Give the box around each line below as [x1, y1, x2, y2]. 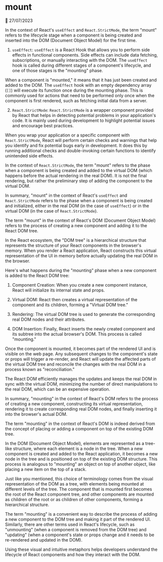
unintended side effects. [5, 153, 54, 158]
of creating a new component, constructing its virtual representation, [5, 401, 143, 407]
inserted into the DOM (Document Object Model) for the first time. [5, 37, 137, 43]
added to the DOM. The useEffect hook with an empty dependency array [5, 82, 152, 88]
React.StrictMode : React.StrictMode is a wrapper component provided [12, 107, 154, 113]
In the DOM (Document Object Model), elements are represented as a [5, 440, 145, 446]
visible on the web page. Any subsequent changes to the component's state [5, 350, 158, 357]
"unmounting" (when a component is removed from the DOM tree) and [5, 526, 147, 532]
